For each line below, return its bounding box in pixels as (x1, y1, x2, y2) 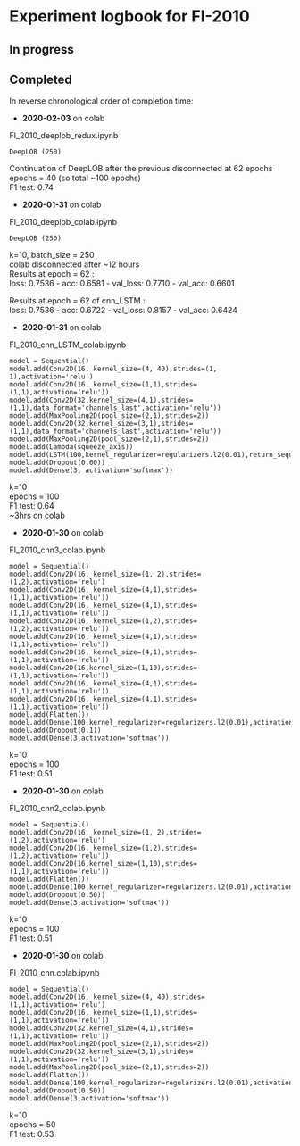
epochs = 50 (9, 1119, 56, 1130)
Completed (9, 71, 73, 87)
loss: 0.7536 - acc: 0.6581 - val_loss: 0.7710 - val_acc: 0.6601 (9, 278, 235, 289)
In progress (9, 42, 74, 57)
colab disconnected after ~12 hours (9, 259, 140, 270)
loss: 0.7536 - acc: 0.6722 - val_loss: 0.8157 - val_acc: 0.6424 (9, 305, 238, 316)
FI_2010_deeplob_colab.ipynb (9, 217, 118, 228)
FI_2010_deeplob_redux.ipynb (9, 130, 119, 141)
